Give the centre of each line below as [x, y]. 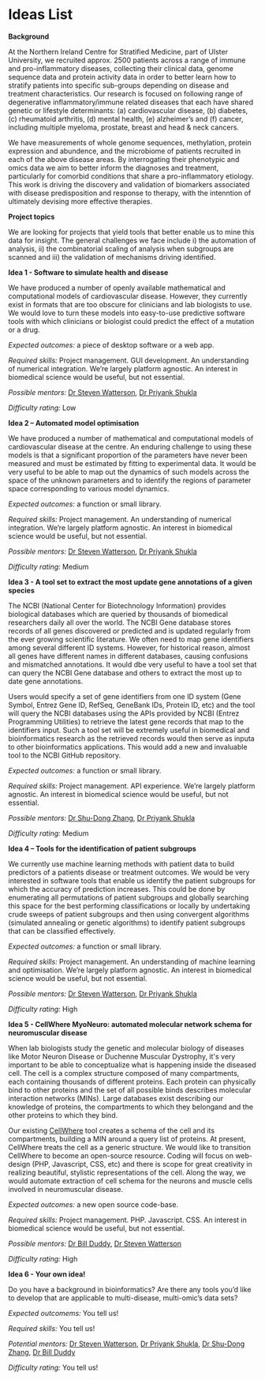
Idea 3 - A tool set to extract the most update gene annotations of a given [130, 581]
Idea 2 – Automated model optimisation [74, 423]
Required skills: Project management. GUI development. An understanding [129, 360]
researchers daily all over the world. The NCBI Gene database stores [119, 622]
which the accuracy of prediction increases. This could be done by [117, 889]
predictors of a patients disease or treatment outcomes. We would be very [129, 872]
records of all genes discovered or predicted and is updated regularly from [129, 630]
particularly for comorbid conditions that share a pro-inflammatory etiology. [131, 176]
